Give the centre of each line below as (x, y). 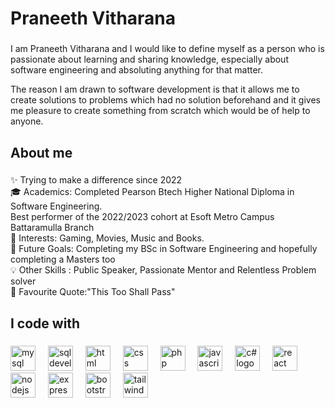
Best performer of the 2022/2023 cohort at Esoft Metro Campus (142, 217)
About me (41, 152)
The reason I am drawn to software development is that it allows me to (155, 89)
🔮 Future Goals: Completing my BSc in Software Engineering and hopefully (164, 249)
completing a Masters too (63, 259)
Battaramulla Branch (52, 228)
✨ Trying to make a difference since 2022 (96, 180)
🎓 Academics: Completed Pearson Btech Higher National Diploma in (152, 192)
